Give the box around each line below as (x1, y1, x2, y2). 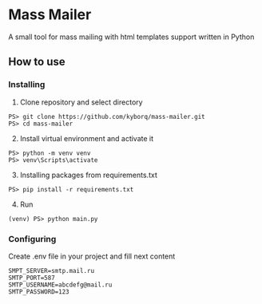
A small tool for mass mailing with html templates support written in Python (8, 32, 255, 41)
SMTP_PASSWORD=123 (8, 287, 69, 296)
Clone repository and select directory (19, 97, 143, 107)
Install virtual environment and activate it (19, 133, 154, 143)
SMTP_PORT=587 (8, 274, 56, 282)
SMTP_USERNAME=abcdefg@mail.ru (8, 281, 113, 289)
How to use (8, 55, 65, 69)
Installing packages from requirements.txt (19, 170, 157, 180)
